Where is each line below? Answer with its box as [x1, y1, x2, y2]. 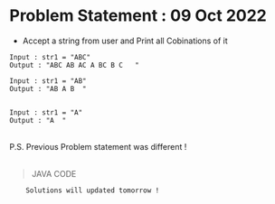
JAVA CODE [31, 168, 77, 179]
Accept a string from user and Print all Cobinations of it [22, 35, 228, 46]
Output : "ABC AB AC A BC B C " [9, 60, 140, 70]
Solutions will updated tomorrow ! [25, 186, 160, 195]
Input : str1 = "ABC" [9, 52, 91, 61]
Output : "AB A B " [9, 84, 88, 93]
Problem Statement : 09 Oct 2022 [9, 5, 267, 26]
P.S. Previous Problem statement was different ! [9, 141, 187, 152]
